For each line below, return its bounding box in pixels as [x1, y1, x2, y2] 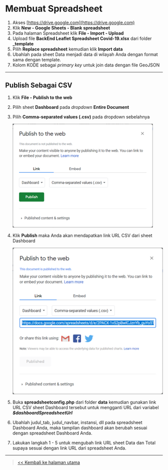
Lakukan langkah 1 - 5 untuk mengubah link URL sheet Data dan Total [12, 440, 156, 446]
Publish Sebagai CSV [5, 81, 72, 90]
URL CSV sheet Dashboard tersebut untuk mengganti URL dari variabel [12, 405, 159, 411]
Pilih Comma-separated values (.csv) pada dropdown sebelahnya [12, 113, 150, 120]
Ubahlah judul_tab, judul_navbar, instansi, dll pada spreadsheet [12, 420, 142, 426]
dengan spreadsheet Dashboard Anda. [12, 430, 92, 436]
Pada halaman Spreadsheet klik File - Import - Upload [12, 30, 124, 36]
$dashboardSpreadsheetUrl [12, 410, 73, 416]
